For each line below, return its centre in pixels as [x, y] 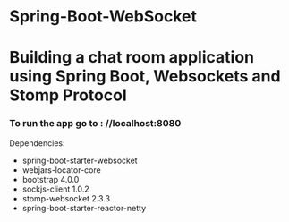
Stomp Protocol [68, 95]
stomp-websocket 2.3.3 [66, 198]
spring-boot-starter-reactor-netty [84, 208]
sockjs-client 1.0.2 [55, 189]
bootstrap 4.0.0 [51, 179]
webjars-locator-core [61, 170]
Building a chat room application [132, 58]
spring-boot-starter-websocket [80, 160]
